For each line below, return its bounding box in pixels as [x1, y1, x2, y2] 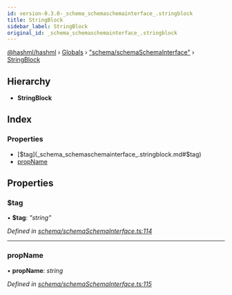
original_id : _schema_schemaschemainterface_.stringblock [7, 29, 177, 37]
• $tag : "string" [7, 214, 52, 222]
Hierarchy [7, 75, 51, 87]
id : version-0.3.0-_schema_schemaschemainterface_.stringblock [7, 10, 193, 17]
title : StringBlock [7, 17, 64, 23]
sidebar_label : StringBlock [7, 23, 88, 30]
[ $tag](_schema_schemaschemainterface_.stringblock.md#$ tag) [17, 150, 202, 159]
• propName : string [7, 266, 64, 274]
